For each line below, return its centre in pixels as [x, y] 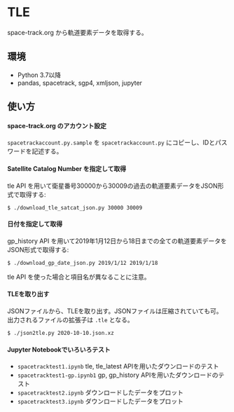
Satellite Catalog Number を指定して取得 [67, 168]
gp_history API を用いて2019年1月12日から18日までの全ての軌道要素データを [117, 241]
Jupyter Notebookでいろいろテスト [59, 349]
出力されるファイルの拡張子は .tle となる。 [71, 320]
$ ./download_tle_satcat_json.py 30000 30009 [75, 207]
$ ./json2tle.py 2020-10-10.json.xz [61, 333]
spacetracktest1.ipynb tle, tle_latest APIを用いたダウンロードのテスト [118, 366]
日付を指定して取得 [35, 224]
